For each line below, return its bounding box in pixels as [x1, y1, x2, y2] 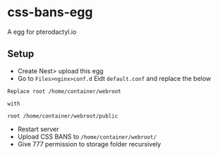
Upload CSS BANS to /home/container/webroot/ [17, 132, 157, 141]
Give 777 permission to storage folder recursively [17, 139, 162, 148]
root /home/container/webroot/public [7, 112, 119, 120]
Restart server [17, 125, 59, 133]
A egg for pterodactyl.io [7, 27, 77, 36]
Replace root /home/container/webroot [7, 87, 121, 95]
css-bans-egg [7, 4, 93, 20]
